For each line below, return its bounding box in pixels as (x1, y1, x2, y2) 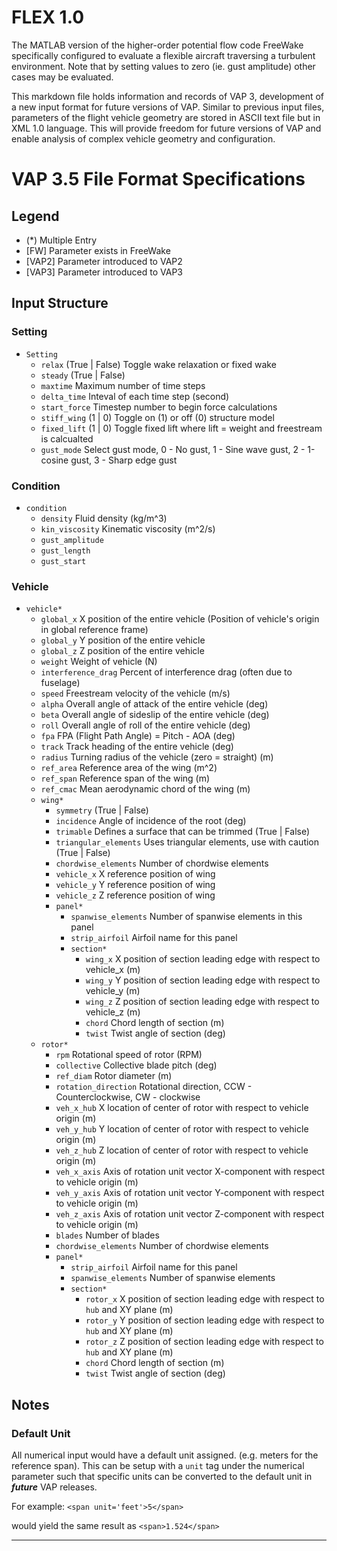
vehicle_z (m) (85, 1006, 141, 1018)
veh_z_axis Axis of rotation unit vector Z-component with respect (55, 1208, 325, 1220)
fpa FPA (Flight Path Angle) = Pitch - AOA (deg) (40, 730, 236, 742)
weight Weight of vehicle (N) (40, 656, 158, 668)
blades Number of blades (55, 1229, 160, 1241)
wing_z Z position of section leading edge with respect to (85, 996, 320, 1008)
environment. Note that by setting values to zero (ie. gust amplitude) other (11, 60, 316, 72)
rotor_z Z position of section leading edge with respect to (85, 1336, 324, 1348)
